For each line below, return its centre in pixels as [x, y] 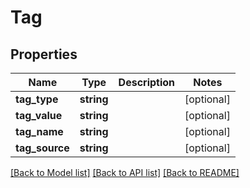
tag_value [39, 115]
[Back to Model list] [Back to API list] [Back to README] [125, 172]
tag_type [37, 99]
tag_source [42, 148]
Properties [44, 54]
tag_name [39, 131]
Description [147, 82]
